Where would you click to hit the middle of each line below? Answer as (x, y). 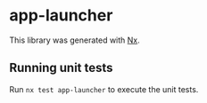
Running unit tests (61, 68)
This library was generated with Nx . (75, 40)
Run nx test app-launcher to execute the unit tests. (104, 89)
